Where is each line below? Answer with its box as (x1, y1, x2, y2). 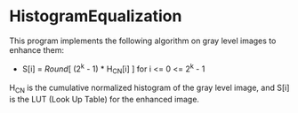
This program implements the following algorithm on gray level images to (9, 35, 277, 46)
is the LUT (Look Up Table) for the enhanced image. (9, 94, 200, 105)
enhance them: (9, 44, 65, 55)
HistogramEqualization (9, 6, 182, 26)
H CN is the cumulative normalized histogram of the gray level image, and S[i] (9, 82, 290, 95)
